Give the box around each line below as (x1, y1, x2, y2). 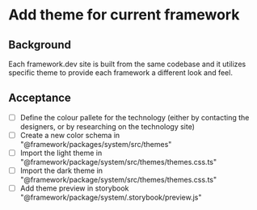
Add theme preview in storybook (19, 183, 129, 193)
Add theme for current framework (8, 6, 240, 24)
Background (8, 38, 71, 52)
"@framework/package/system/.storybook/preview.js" (19, 192, 202, 203)
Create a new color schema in (19, 130, 120, 140)
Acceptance (8, 91, 71, 105)
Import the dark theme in (19, 166, 103, 175)
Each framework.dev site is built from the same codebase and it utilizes (8, 59, 246, 69)
